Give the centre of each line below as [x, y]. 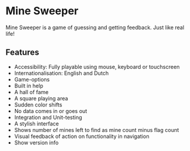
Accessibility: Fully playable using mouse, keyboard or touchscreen [97, 67]
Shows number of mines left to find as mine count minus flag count [96, 130]
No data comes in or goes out [51, 111]
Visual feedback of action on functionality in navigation [82, 136]
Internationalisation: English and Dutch [61, 73]
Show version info [36, 142]
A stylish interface [36, 124]
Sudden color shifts [38, 105]
